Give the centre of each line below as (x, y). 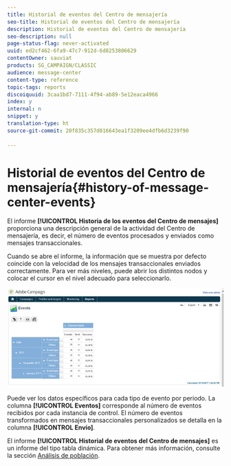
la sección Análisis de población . (53, 455)
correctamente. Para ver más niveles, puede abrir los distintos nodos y (107, 271)
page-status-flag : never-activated (58, 44)
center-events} (52, 202)
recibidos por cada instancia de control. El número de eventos (95, 412)
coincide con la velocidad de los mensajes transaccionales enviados (104, 264)
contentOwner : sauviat (40, 59)
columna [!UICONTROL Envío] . (51, 427)
